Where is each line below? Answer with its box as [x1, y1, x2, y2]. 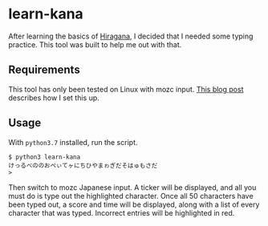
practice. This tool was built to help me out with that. [8, 39, 182, 49]
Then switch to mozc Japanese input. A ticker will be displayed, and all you [8, 182, 257, 192]
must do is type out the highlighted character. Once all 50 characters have [8, 191, 254, 200]
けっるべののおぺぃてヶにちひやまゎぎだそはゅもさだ [8, 161, 158, 169]
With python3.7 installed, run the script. [8, 137, 138, 147]
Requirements [8, 63, 80, 77]
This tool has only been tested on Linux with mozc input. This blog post [8, 84, 244, 94]
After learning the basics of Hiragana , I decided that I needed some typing [8, 31, 254, 41]
